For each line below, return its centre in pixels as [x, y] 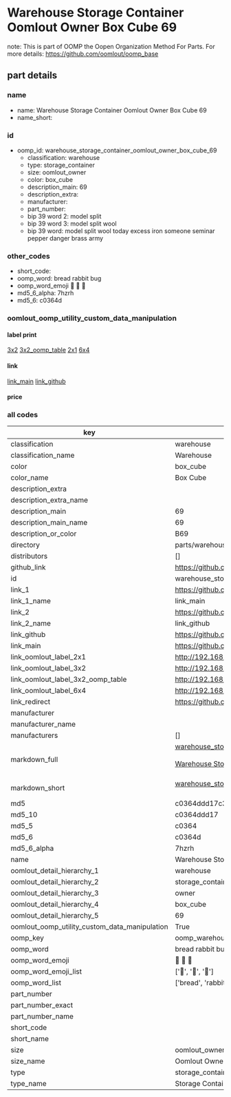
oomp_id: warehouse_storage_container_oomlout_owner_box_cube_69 [117, 150]
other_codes [29, 256]
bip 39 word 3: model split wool [72, 223]
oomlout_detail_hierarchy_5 [55, 916]
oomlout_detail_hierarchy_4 [55, 905]
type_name [29, 1084]
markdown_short [38, 788]
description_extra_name [49, 500]
